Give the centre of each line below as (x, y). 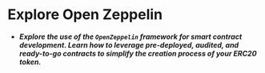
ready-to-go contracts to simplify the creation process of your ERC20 (138, 53)
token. (30, 62)
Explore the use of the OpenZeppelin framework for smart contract (130, 36)
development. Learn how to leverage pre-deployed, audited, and (129, 44)
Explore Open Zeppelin (85, 15)
